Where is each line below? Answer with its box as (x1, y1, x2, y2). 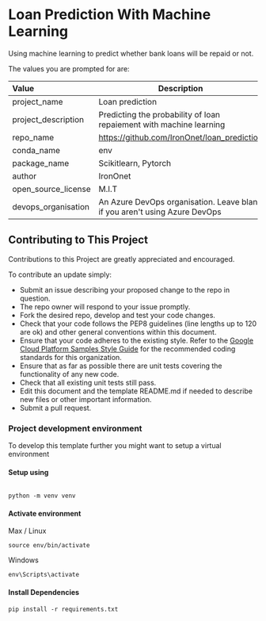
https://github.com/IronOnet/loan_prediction (98, 132, 263, 143)
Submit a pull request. (19, 403, 92, 412)
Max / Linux (8, 526, 47, 536)
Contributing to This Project (8, 233, 149, 247)
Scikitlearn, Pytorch (98, 157, 172, 168)
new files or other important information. (19, 394, 152, 404)
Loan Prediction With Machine (8, 6, 211, 24)
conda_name (12, 144, 61, 155)
